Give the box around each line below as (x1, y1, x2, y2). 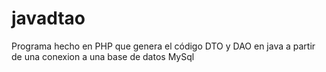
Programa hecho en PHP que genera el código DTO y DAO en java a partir (11, 40, 316, 52)
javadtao (11, 7, 86, 30)
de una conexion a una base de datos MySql (11, 50, 195, 62)
